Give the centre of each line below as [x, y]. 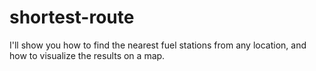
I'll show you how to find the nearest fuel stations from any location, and [158, 45]
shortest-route [72, 17]
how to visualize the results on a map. [87, 55]
